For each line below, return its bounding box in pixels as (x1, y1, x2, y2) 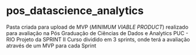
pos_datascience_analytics (6, 4, 144, 18)
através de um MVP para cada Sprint (6, 42, 96, 49)
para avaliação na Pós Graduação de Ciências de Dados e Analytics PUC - (6, 29, 189, 36)
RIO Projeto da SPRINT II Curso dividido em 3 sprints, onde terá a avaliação (6, 36, 190, 43)
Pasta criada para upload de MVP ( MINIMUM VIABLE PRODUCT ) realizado (6, 23, 189, 30)
